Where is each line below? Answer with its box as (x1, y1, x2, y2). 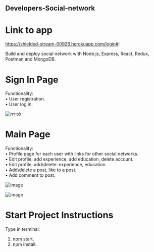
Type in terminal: (5, 226, 40, 232)
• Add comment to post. (5, 172, 56, 178)
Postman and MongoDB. (5, 56, 56, 62)
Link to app (5, 24, 53, 36)
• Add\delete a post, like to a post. (5, 167, 77, 173)
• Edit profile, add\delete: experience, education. (5, 162, 107, 168)
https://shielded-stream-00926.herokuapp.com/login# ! (5, 41, 120, 47)
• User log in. (5, 101, 33, 108)
